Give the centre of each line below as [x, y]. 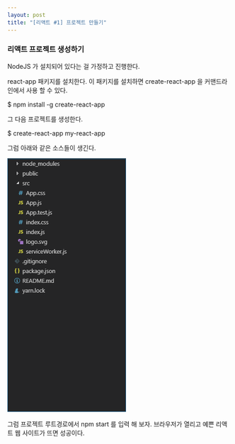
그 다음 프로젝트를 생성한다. [45, 119]
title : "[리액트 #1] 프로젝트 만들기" [57, 22]
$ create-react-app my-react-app [56, 133]
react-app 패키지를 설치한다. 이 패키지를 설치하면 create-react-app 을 [105, 81]
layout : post [27, 15]
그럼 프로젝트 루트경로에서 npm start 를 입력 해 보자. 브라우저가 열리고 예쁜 [111, 424]
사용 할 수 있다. [47, 90]
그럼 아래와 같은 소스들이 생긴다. [52, 148]
